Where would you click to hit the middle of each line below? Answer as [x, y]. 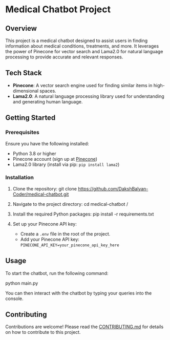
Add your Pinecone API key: [50, 239]
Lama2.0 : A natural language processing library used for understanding [89, 96]
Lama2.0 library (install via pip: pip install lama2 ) [66, 164]
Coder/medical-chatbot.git [41, 194]
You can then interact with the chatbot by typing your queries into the [79, 293]
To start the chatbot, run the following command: [57, 273]
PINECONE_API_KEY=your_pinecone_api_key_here [70, 245]
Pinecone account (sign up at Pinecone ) [55, 159]
